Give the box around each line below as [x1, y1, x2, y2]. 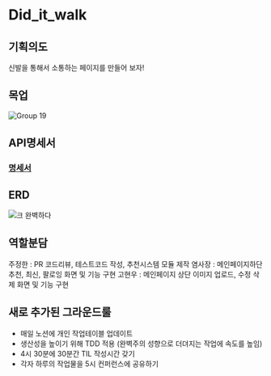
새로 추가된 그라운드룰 [8, 306, 112, 319]
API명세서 [8, 136, 57, 150]
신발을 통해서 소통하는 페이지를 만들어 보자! [8, 63, 145, 72]
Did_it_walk [8, 6, 87, 24]
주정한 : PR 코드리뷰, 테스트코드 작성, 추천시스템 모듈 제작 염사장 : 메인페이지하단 [8, 259, 263, 268]
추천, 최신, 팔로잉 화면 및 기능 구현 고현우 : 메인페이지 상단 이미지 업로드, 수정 [8, 269, 252, 279]
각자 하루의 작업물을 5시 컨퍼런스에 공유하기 [19, 358, 159, 369]
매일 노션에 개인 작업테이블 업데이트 [19, 328, 133, 338]
